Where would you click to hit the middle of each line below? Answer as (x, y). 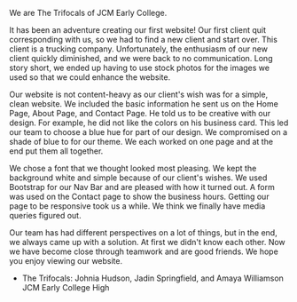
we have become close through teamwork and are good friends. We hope (144, 251)
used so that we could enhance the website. (90, 77)
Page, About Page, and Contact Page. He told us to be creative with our (140, 113)
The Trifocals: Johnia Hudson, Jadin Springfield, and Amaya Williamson (152, 278)
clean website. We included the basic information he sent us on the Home (144, 104)
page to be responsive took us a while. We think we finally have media (137, 206)
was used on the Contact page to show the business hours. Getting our (139, 196)
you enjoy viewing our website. (66, 261)
